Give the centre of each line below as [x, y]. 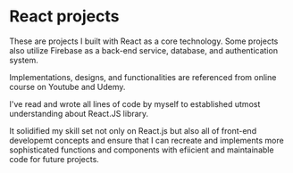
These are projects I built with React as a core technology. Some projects [144, 41]
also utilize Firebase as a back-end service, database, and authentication [144, 50]
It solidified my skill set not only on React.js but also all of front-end [133, 130]
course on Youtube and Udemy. [67, 86]
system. [24, 60]
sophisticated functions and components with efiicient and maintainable [142, 150]
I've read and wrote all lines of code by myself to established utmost [135, 103]
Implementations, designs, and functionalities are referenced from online [143, 77]
